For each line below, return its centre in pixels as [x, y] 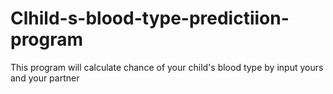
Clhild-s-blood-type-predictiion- [150, 18]
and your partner [45, 78]
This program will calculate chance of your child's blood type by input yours [167, 67]
